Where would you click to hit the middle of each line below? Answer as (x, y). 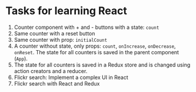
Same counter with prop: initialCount (60, 40)
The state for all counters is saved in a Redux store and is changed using (102, 65)
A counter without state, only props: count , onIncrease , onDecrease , (95, 46)
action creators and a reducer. (51, 71)
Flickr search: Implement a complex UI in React (71, 77)
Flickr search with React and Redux (57, 83)
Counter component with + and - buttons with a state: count (87, 27)
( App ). (21, 58)
